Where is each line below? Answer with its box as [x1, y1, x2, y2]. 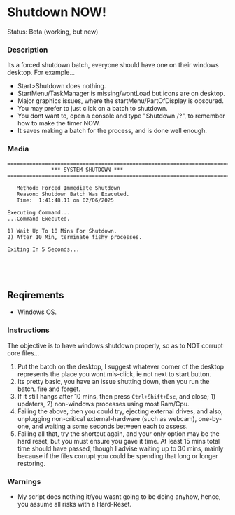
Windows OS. [17, 308, 57, 316]
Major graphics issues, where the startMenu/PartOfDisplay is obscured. [17, 97, 224, 105]
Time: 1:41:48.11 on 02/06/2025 [16, 197, 114, 204]
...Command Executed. [7, 215, 71, 222]
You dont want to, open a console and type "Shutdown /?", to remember [17, 111, 225, 120]
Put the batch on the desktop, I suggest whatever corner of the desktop [17, 362, 225, 371]
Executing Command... [7, 209, 71, 216]
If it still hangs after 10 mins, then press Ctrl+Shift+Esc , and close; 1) [17, 392, 215, 400]
